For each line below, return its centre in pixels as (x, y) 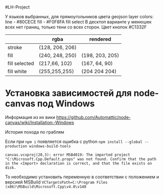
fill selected (21, 63)
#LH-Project (18, 7)
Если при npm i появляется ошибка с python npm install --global (74, 141)
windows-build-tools (50, 146)
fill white (17, 71)
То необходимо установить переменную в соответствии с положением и (82, 177)
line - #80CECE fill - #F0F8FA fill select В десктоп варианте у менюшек (78, 22)
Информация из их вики (30, 117)
